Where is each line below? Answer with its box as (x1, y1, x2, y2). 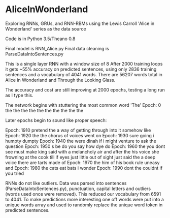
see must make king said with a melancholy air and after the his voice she (5, 148, 159, 154)
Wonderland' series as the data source (5, 25, 86, 32)
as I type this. (5, 92, 33, 98)
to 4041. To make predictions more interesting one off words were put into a (5, 196, 164, 202)
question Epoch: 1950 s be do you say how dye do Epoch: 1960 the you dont (5, 143, 165, 149)
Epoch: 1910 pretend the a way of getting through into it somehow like (5, 127, 151, 133)
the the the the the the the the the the (5, 107, 84, 113)
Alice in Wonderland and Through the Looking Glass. (5, 77, 116, 83)
